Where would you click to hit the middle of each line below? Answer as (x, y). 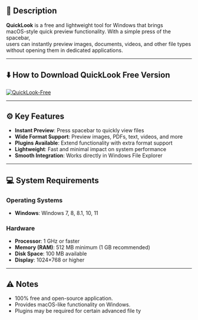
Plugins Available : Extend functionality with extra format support (93, 143)
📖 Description (32, 11)
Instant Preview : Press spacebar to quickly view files (79, 130)
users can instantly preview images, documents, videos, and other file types (99, 44)
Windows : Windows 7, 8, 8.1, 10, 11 (56, 213)
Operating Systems (34, 200)
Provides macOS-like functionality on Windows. (72, 305)
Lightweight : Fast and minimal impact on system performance (90, 149)
